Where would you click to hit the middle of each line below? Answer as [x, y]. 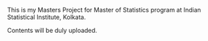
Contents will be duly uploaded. [52, 30]
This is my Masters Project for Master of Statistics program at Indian [104, 10]
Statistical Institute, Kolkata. [47, 17]
